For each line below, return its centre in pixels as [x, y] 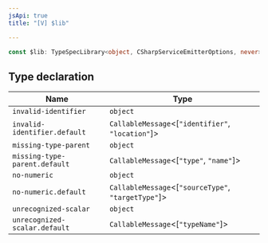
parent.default [41, 165]
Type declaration [51, 76]
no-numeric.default [49, 192]
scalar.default [41, 228]
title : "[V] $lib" [39, 23]
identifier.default [49, 133]
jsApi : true [28, 16]
